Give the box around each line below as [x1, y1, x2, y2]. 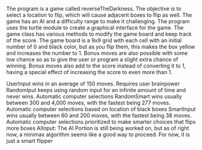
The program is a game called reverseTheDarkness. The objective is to [6, 5, 182, 12]
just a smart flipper [6, 137, 53, 144]
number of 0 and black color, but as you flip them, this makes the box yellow [6, 43, 195, 50]
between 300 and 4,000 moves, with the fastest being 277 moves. [6, 99, 171, 106]
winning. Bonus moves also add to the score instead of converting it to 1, [6, 62, 186, 69]
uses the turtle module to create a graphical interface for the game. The [6, 24, 184, 31]
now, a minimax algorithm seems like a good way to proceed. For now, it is [6, 131, 191, 138]
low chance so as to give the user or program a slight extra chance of [6, 56, 179, 63]
